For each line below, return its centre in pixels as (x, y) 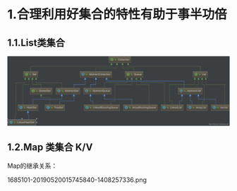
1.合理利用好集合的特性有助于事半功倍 (117, 14)
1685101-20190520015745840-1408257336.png (77, 180)
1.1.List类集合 (36, 43)
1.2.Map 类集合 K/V (50, 148)
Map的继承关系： (32, 166)
